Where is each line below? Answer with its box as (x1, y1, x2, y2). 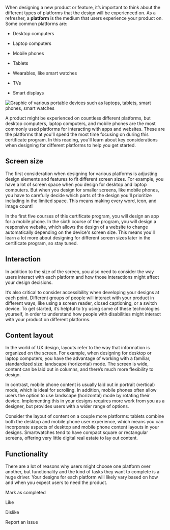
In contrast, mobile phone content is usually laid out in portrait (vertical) (5, 381, 155, 388)
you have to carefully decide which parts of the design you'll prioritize (5, 192, 152, 198)
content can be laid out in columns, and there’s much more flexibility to (5, 366, 154, 372)
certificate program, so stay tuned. (5, 240, 78, 246)
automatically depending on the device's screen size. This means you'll (5, 229, 155, 235)
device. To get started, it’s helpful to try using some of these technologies (5, 305, 160, 311)
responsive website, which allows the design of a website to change (5, 224, 149, 230)
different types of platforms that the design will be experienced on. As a (5, 10, 156, 16)
